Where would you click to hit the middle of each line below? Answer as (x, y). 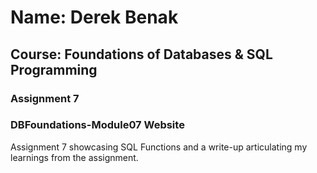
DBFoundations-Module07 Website (97, 125)
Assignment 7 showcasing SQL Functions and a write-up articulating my (159, 147)
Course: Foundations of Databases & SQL (141, 54)
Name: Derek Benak (94, 17)
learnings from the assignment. (74, 157)
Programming (54, 69)
